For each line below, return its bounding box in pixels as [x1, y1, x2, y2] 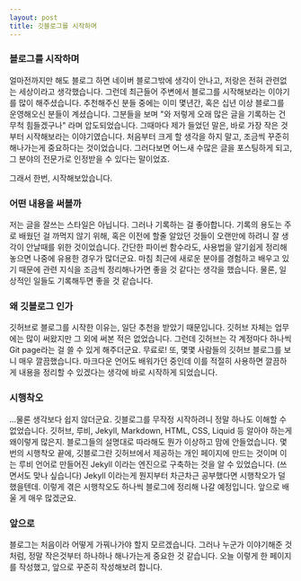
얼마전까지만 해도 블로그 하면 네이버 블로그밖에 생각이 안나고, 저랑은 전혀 [9, 75, 263, 85]
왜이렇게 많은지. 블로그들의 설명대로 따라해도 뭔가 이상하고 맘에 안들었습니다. [9, 436, 279, 447]
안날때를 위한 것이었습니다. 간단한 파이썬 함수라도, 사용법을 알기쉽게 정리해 [25, 242, 288, 252]
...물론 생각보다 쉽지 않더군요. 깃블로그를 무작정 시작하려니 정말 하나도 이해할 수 [9, 414, 288, 425]
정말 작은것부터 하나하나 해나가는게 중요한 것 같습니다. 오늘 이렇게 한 [28, 550, 268, 561]
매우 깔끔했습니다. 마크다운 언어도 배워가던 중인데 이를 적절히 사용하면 [18, 356, 263, 366]
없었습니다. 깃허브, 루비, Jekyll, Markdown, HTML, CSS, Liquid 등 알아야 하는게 [9, 425, 293, 436]
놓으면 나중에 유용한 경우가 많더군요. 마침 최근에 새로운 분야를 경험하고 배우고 [9, 253, 280, 264]
